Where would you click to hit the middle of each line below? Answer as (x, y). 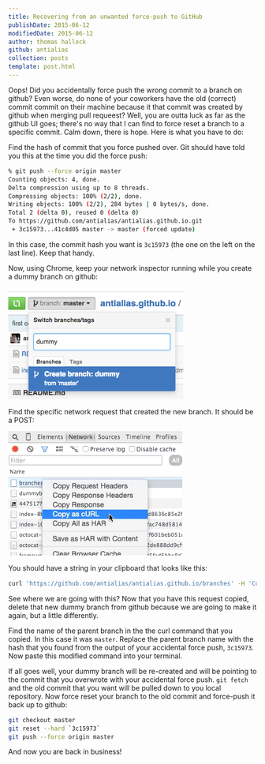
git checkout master (42, 720)
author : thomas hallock (47, 42)
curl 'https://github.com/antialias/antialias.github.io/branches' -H (127, 583)
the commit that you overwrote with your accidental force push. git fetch (128, 680)
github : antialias (38, 50)
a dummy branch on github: (53, 276)
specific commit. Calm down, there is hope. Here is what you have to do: (126, 132)
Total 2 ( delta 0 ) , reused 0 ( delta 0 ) (74, 213)
